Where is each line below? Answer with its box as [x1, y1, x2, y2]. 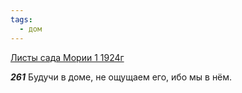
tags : [10, 14, 33, 25]
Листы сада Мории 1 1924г [10, 51, 125, 63]
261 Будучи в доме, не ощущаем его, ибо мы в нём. [10, 71, 233, 83]
